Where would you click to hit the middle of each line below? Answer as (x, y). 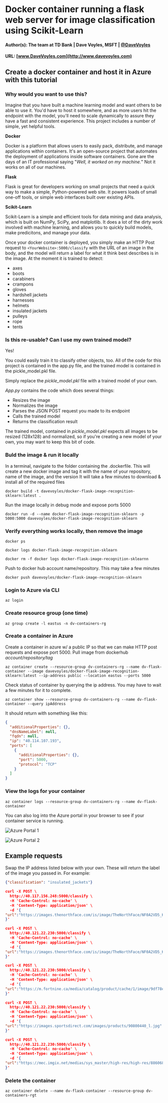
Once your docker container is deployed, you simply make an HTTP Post (80, 242)
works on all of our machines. (36, 167)
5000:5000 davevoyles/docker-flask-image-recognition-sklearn (71, 518)
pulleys (20, 316)
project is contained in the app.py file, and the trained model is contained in (83, 366)
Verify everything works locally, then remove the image (74, 531)
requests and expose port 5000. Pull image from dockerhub (67, 652)
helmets (20, 306)
